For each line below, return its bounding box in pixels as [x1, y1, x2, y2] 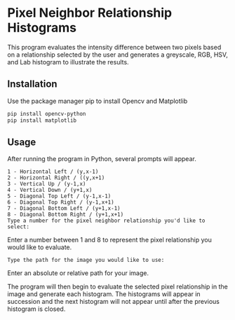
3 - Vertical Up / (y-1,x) [7, 181, 86, 188]
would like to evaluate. [7, 243, 72, 251]
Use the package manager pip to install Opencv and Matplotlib [7, 97, 188, 105]
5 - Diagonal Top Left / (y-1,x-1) [7, 193, 112, 200]
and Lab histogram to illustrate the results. [7, 57, 129, 66]
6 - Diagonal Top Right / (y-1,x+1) [7, 199, 114, 206]
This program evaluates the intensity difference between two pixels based [7, 43, 222, 51]
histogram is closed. [7, 305, 66, 313]
